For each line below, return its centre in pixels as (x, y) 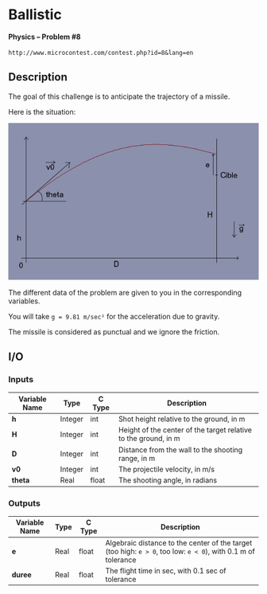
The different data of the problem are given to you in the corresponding (125, 292)
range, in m (137, 458)
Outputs (25, 503)
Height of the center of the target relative (185, 430)
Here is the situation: (42, 111)
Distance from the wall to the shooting (180, 449)
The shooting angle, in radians (167, 480)
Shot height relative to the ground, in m (182, 419)
